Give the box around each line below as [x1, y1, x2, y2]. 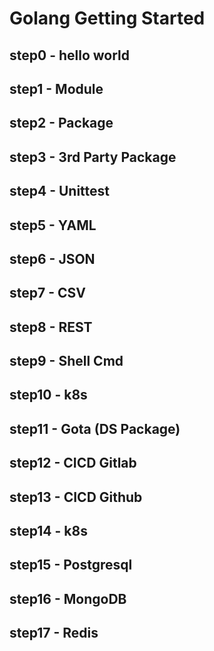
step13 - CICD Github [9, 488, 143, 506]
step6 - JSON [9, 250, 96, 267]
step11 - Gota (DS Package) [9, 420, 181, 437]
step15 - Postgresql [9, 557, 133, 574]
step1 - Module [9, 80, 104, 97]
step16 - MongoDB [9, 590, 127, 607]
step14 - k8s [9, 523, 88, 540]
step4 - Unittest [9, 183, 111, 200]
